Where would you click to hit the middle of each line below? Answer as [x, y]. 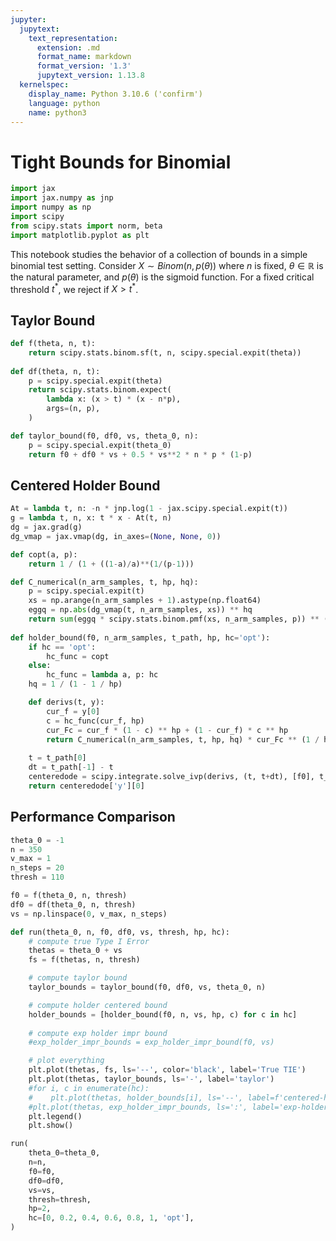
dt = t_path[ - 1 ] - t [71, 767]
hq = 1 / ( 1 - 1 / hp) [75, 684]
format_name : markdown [84, 57]
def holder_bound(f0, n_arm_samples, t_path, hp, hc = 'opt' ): [140, 637]
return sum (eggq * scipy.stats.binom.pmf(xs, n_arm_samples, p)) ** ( [178, 619]
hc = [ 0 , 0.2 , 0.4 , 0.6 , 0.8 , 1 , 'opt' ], [111, 1218]
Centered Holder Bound [85, 485]
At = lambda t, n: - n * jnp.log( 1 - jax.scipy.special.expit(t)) [149, 509]
